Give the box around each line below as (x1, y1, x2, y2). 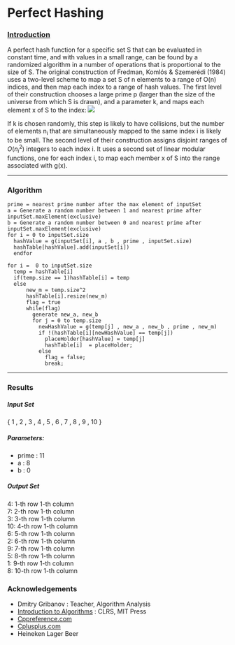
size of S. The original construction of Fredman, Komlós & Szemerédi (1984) (7, 68, 226, 76)
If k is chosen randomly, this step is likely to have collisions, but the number (7, 119, 225, 128)
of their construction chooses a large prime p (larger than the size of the (7, 90, 215, 99)
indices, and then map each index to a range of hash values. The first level (7, 82, 222, 92)
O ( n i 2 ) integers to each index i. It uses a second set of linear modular (7, 143, 206, 154)
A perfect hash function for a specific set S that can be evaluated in (7, 45, 202, 54)
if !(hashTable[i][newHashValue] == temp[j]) (38, 330, 173, 337)
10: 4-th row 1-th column (7, 522, 78, 530)
